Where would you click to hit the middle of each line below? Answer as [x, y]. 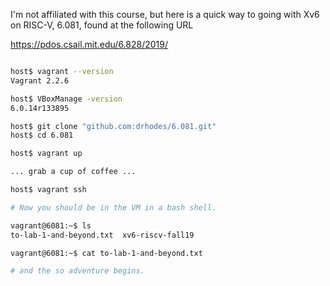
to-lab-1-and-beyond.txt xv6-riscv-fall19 [102, 235]
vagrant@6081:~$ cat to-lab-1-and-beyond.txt [106, 253]
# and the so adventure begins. [77, 271]
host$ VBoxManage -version [66, 99]
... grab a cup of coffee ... [73, 172]
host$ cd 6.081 [42, 135]
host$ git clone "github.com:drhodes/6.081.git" [113, 126]
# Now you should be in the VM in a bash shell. [113, 207]
